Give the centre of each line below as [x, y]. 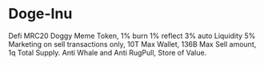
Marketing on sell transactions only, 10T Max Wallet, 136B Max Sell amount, [132, 44]
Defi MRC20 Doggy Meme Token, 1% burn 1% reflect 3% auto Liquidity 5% [132, 36]
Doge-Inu [40, 14]
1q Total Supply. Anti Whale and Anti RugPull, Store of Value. [108, 52]
